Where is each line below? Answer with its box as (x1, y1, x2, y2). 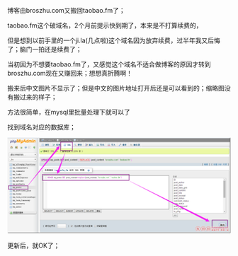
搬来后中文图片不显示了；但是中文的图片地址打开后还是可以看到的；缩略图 (7, 84, 225, 92)
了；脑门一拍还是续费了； (7, 45, 82, 53)
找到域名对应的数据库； (7, 123, 76, 131)
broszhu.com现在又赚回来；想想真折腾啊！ (7, 69, 133, 77)
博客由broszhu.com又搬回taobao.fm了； (7, 6, 125, 14)
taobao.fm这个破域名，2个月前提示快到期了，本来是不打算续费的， (7, 21, 203, 30)
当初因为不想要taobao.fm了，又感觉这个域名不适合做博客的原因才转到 (7, 60, 211, 69)
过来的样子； (19, 93, 57, 101)
